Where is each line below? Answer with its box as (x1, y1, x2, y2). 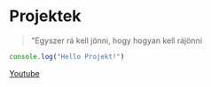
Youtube (9, 68, 40, 78)
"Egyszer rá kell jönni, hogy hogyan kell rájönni (30, 35, 202, 46)
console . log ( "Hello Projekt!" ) (9, 52, 125, 61)
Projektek (9, 6, 82, 26)
